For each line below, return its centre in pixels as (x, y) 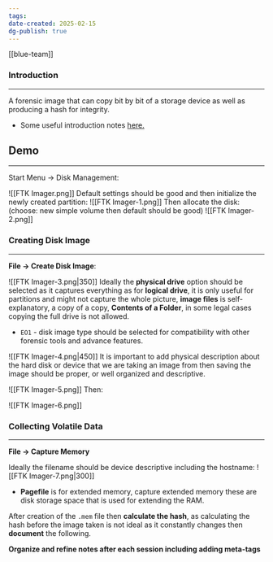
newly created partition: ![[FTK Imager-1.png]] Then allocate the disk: (124, 202)
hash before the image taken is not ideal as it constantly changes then (126, 525)
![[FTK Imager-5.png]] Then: (56, 389)
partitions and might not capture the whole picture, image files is (117, 298)
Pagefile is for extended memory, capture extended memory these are (139, 492)
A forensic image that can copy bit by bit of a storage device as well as (127, 100)
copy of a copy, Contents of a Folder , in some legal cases (154, 307)
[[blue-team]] (31, 54)
